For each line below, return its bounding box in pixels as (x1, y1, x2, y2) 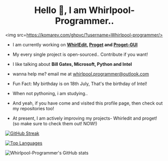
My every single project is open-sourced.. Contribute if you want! (12, 51, 148, 57)
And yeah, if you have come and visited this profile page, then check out (12, 100, 163, 106)
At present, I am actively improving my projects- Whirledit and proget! (12, 115, 157, 121)
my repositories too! (12, 105, 54, 111)
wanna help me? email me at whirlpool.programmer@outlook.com (12, 70, 149, 77)
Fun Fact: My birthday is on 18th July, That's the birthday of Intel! (12, 80, 147, 87)
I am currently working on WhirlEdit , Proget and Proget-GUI (12, 41, 138, 47)
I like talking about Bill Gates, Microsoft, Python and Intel (12, 61, 132, 67)
